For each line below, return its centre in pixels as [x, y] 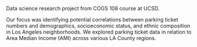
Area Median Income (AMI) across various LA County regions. [81, 38]
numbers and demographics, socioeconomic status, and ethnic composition [98, 26]
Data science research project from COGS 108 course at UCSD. [83, 8]
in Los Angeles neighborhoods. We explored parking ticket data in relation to [99, 32]
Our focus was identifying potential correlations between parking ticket [92, 19]
